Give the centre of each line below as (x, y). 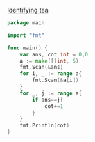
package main (26, 23)
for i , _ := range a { (51, 74)
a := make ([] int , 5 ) (49, 61)
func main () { (28, 48)
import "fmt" (26, 35)
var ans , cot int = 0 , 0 (54, 54)
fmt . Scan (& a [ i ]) (55, 80)
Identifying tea (28, 10)
